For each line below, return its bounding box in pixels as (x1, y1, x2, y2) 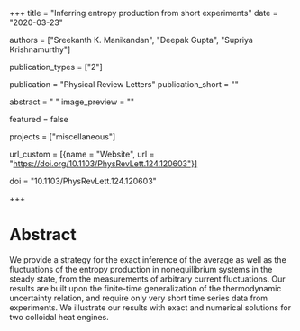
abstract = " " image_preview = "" (9, 96, 135, 107)
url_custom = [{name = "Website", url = (9, 148, 155, 159)
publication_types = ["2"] (9, 62, 103, 72)
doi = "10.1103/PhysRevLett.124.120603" (9, 175, 158, 186)
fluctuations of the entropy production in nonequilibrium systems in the (9, 264, 273, 274)
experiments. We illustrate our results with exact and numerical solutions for (9, 301, 292, 313)
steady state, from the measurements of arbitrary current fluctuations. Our (9, 273, 286, 284)
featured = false (9, 114, 69, 124)
